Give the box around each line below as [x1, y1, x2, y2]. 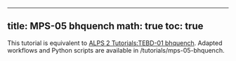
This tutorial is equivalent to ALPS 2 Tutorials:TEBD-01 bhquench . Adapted [7, 39, 223, 47]
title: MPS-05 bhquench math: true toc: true [7, 20, 204, 32]
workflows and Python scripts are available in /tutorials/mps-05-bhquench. [7, 46, 225, 54]
